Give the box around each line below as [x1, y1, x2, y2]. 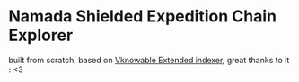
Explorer [8, 25, 74, 45]
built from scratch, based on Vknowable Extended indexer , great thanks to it [8, 54, 290, 65]
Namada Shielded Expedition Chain [8, 6, 277, 27]
